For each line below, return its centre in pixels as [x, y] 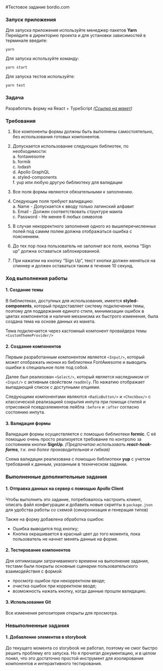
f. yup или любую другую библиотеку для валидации [67, 182]
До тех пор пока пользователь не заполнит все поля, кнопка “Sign [81, 246]
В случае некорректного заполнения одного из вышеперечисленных [84, 226]
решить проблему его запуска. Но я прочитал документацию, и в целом [81, 653]
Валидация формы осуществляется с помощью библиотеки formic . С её [81, 434]
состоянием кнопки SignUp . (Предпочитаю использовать [65, 445]
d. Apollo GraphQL [31, 172]
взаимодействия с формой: [34, 571]
